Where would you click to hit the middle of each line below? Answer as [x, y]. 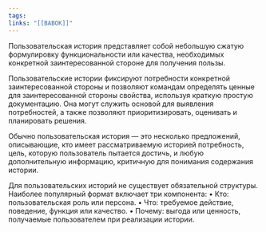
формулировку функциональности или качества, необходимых [116, 54]
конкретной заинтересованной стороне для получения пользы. [117, 63]
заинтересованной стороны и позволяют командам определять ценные [132, 87]
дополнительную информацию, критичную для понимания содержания [131, 161]
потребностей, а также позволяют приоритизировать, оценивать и [123, 112]
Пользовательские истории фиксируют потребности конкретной [119, 78]
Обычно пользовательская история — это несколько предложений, [125, 136]
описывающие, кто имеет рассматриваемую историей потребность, [126, 144]
